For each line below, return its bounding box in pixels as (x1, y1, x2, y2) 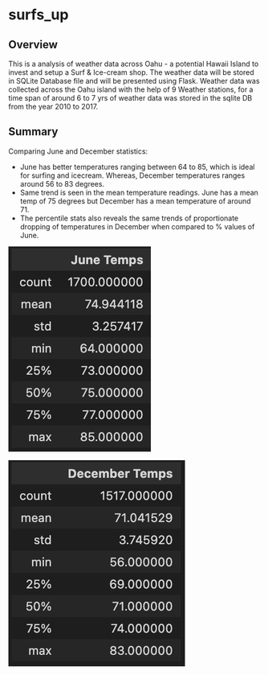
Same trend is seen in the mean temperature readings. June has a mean (19, 187, 259, 197)
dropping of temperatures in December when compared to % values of (19, 221, 255, 231)
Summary (8, 125, 59, 138)
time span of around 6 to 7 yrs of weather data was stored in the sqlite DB (8, 93, 253, 102)
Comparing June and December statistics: (8, 146, 148, 156)
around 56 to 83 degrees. (19, 179, 105, 188)
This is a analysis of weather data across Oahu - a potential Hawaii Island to (8, 59, 259, 68)
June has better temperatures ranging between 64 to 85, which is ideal (19, 162, 255, 171)
